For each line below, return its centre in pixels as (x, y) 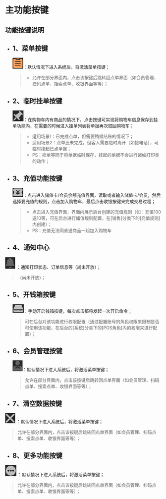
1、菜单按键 (30, 48)
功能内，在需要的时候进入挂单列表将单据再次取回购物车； (75, 126)
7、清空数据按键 (37, 404)
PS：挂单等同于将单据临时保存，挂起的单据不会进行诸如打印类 (96, 155)
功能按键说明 (25, 30)
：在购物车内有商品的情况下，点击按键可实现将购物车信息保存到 (88, 120)
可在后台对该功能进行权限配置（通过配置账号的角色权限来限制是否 (92, 321)
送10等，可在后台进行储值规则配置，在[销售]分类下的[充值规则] (96, 218)
